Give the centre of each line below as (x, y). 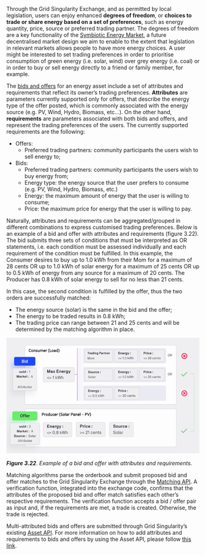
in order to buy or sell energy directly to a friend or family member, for (95, 68)
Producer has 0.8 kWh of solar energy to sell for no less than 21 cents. (95, 279)
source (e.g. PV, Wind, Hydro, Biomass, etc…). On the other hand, (89, 112)
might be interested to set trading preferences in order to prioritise (90, 54)
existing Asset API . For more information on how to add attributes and (94, 533)
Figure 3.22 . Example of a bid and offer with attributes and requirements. (99, 464)
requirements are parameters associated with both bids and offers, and (97, 118)
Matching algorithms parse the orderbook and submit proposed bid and (97, 475)
